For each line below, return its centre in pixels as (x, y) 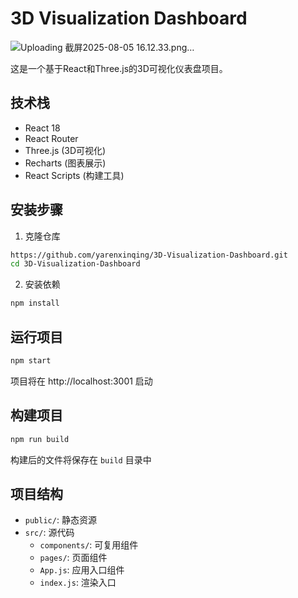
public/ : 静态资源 (60, 520)
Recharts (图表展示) (65, 163)
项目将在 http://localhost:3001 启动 (81, 381)
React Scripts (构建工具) (74, 175)
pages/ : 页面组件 (73, 558)
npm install (35, 303)
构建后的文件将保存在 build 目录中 (81, 459)
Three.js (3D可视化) (65, 150)
